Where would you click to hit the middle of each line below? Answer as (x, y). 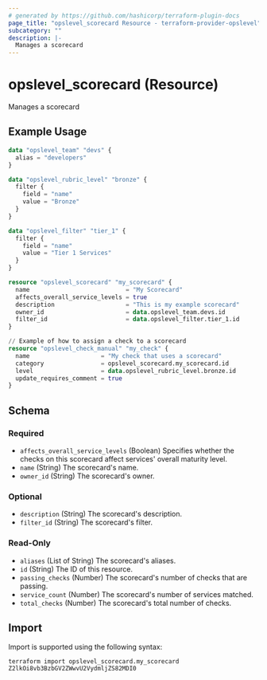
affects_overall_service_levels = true (81, 297)
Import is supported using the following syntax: (85, 647)
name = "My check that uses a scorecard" (119, 356)
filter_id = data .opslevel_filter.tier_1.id (128, 320)
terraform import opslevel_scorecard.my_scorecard (94, 662)
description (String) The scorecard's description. (101, 514)
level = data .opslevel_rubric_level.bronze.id (126, 371)
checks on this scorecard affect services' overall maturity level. (124, 458)
